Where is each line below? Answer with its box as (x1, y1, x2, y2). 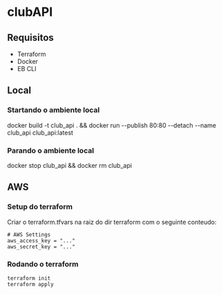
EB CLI (17, 65, 37, 73)
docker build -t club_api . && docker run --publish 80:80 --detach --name (7, 121, 217, 129)
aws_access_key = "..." (7, 237, 76, 244)
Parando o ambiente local (7, 146, 95, 155)
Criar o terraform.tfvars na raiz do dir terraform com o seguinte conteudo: (7, 218, 217, 226)
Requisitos (7, 32, 54, 44)
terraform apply (7, 280, 54, 287)
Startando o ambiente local (7, 105, 100, 115)
